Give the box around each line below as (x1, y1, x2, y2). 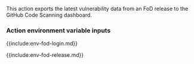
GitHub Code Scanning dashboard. (6, 11, 93, 19)
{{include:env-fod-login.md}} (6, 40, 78, 47)
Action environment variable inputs (6, 26, 111, 35)
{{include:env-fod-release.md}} (6, 51, 84, 59)
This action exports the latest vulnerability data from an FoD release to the (6, 5, 189, 12)
